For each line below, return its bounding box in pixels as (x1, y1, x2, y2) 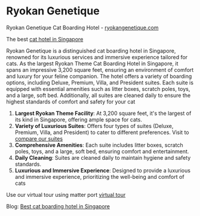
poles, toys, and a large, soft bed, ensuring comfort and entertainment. (14, 148, 189, 155)
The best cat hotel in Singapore (6, 35, 84, 42)
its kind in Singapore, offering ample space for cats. (14, 115, 142, 123)
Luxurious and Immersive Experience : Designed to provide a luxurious (14, 166, 191, 174)
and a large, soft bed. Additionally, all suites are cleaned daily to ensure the (6, 92, 191, 99)
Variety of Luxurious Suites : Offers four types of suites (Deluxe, (14, 122, 174, 129)
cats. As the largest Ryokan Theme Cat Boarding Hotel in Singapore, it (6, 60, 179, 67)
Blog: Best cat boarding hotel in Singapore (6, 202, 110, 210)
